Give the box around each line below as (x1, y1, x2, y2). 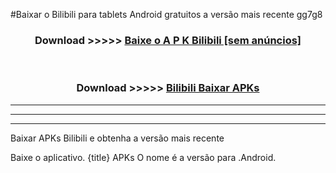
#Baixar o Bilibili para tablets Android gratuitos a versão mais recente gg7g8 (10, 9, 323, 20)
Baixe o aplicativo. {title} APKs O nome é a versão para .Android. (10, 151, 277, 163)
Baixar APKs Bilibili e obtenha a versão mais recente (10, 132, 225, 144)
